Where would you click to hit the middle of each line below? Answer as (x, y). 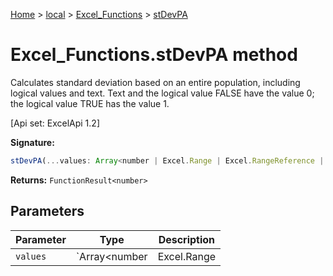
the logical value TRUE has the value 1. (90, 103)
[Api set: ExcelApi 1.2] (55, 123)
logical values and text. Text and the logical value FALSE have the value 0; (162, 93)
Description (187, 239)
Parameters (47, 211)
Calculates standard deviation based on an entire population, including (155, 82)
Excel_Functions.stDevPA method (154, 55)
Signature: (32, 142)
